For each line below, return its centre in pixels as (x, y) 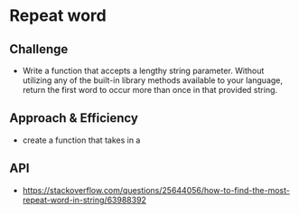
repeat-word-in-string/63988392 (84, 200)
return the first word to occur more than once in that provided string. (150, 90)
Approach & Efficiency (74, 118)
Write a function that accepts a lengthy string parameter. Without (143, 70)
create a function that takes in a (81, 140)
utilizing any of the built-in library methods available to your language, (152, 80)
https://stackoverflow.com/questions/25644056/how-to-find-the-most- (156, 190)
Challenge (39, 49)
